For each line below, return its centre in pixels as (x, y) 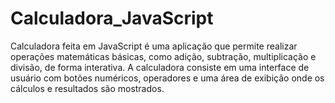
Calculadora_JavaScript (112, 18)
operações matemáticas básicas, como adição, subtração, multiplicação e (163, 56)
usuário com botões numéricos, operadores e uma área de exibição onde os (167, 78)
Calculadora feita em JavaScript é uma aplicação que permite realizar (154, 46)
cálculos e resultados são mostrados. (87, 88)
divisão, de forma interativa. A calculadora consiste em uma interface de (160, 67)
